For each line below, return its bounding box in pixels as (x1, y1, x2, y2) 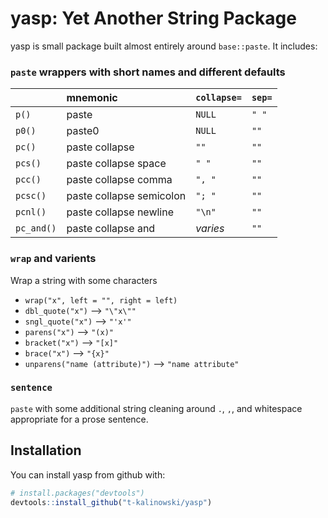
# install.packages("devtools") (10, 488, 145, 498)
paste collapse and (66, 222, 156, 236)
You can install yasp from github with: (10, 468, 166, 481)
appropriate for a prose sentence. (10, 413, 149, 425)
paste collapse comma (66, 173, 173, 187)
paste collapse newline (66, 205, 175, 219)
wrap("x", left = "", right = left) (24, 295, 178, 306)
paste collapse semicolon (66, 189, 187, 203)
